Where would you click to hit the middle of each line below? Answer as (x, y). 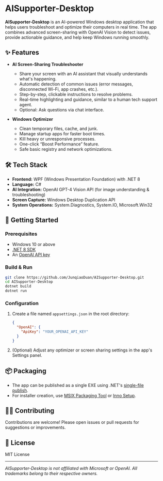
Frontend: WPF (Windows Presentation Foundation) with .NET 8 (76, 179)
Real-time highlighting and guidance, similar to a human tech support (88, 99)
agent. (26, 104)
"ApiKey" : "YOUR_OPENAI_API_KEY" (55, 332)
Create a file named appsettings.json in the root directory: (71, 314)
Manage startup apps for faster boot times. (62, 133)
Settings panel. (27, 355)
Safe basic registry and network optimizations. (66, 149)
